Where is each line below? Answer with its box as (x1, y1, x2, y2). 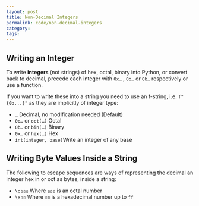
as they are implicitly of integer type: (29, 99, 119, 106)
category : (6, 25, 31, 32)
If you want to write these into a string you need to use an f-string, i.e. (6, 93, 177, 100)
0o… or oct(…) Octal (14, 117, 62, 124)
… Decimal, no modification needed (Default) (14, 111, 124, 118)
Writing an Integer (6, 53, 75, 63)
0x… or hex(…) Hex (14, 129, 58, 137)
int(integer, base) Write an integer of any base (14, 136, 132, 143)
